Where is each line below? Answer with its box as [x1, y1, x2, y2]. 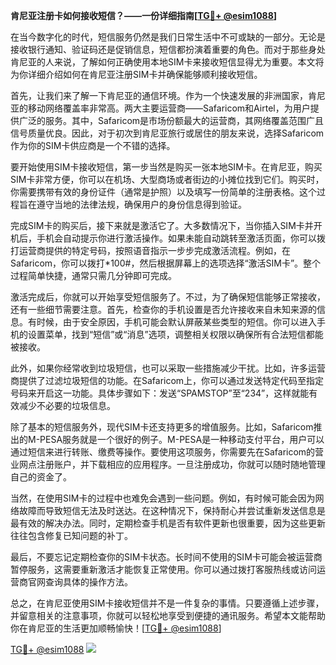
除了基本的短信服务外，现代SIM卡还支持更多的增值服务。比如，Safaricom [10, 421, 314, 433]
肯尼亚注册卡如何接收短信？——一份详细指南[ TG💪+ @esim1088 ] [10, 10, 278, 21]
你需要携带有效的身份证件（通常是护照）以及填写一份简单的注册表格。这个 [10, 186, 317, 198]
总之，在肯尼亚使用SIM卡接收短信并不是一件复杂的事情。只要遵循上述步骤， [10, 597, 325, 609]
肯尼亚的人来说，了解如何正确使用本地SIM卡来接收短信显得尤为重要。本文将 [10, 56, 325, 68]
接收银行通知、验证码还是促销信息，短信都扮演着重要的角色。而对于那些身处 [10, 44, 326, 55]
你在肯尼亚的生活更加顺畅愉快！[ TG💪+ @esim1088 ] [10, 622, 222, 634]
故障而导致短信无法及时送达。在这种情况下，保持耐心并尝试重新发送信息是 [18, 505, 326, 516]
